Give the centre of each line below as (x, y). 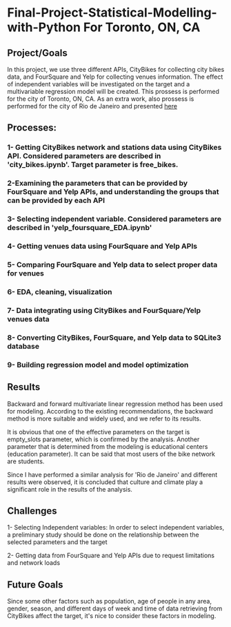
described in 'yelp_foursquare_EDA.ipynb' (80, 228)
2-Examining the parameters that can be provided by (98, 183)
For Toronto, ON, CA (142, 27)
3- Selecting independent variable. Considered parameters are (114, 219)
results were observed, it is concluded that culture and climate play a (105, 482)
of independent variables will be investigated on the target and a (99, 84)
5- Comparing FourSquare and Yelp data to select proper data (112, 265)
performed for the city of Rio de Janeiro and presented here (92, 106)
